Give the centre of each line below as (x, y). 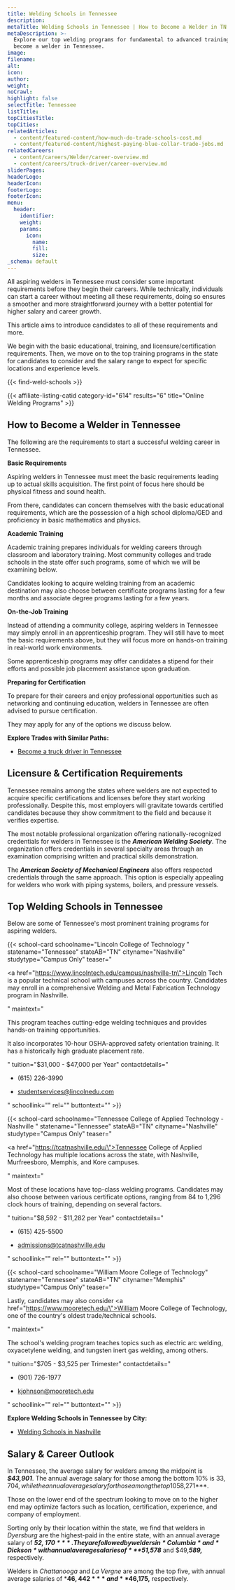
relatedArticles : (33, 131)
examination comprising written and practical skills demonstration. (103, 856)
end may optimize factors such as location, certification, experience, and (112, 1507)
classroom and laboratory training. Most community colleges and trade (109, 554)
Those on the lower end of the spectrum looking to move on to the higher (113, 1500)
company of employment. (44, 1514)
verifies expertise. (33, 820)
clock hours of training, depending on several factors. (85, 1204)
